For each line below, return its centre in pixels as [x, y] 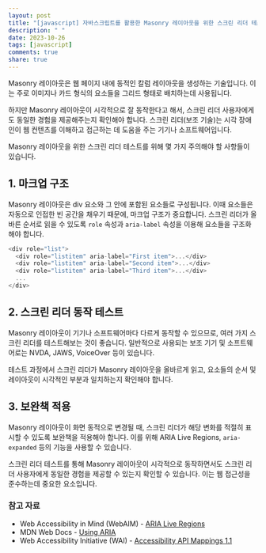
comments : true [33, 52]
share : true [28, 60]
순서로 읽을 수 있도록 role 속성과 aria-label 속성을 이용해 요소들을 [127, 224]
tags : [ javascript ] [40, 45]
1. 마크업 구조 [38, 184]
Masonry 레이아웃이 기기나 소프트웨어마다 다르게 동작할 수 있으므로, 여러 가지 [128, 332]
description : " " [37, 30]
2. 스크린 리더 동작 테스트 [66, 312]
